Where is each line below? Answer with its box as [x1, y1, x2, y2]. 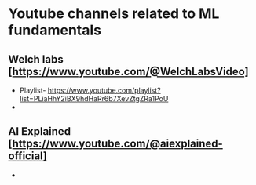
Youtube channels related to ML [8, 5, 220, 23]
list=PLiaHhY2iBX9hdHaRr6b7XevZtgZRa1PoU [19, 94, 169, 103]
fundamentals [8, 21, 102, 39]
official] [8, 150, 47, 163]
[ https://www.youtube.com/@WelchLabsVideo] [8, 64, 249, 78]
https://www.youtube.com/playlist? [47, 85, 161, 95]
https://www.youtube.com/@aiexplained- [12, 137, 224, 151]
